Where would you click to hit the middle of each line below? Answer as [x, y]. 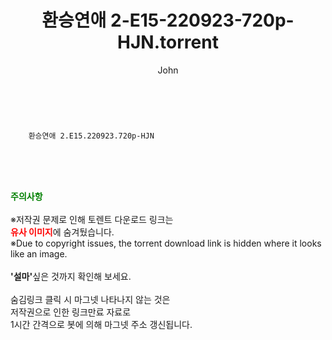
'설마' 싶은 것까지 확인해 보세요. [71, 276]
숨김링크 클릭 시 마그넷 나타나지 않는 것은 [90, 299]
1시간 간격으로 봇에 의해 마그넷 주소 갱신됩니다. [101, 324]
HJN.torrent [168, 42]
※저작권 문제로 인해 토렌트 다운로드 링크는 [92, 219]
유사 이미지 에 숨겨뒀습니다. [62, 232]
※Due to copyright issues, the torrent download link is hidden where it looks [166, 243]
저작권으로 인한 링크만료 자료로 [71, 312]
